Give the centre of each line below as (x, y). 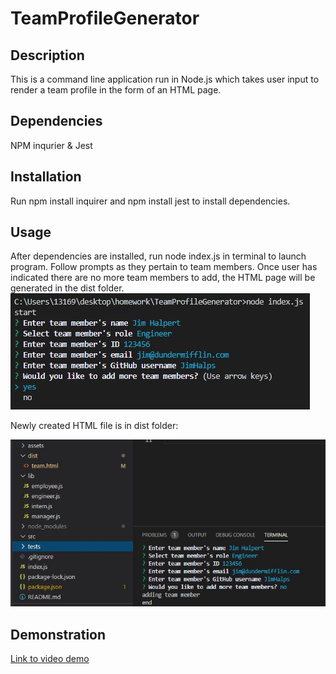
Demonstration (58, 634)
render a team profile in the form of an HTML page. (116, 90)
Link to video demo (50, 659)
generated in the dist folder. (67, 288)
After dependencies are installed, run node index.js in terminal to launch (158, 256)
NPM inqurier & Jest (51, 145)
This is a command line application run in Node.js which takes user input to (165, 79)
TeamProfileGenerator (105, 18)
